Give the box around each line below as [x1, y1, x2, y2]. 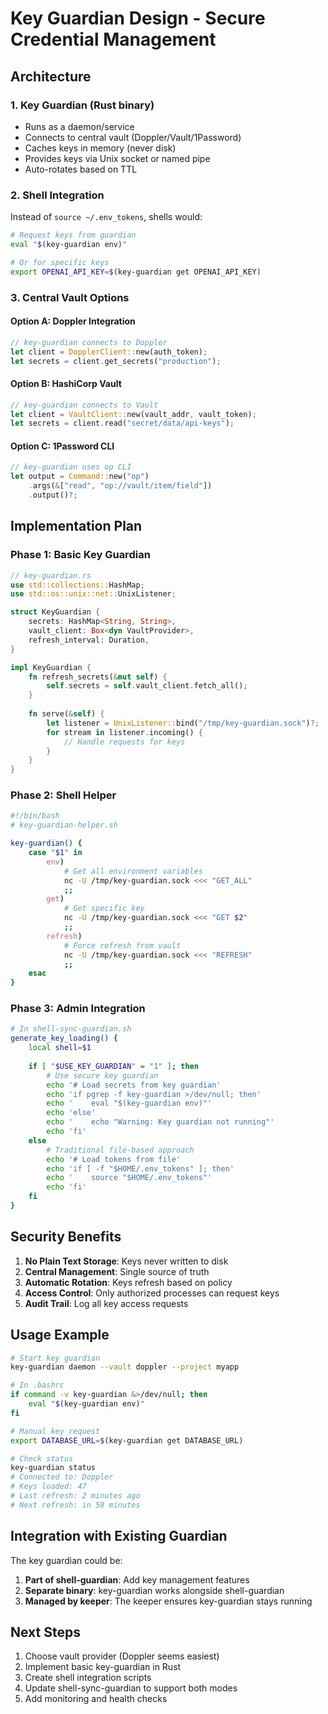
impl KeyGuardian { [10, 662, 92, 672]
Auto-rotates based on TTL [24, 163, 138, 175]
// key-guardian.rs [10, 570, 92, 581]
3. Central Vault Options [10, 290, 130, 304]
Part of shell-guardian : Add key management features [24, 1573, 250, 1586]
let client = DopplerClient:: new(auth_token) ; [10, 347, 208, 357]
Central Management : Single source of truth [24, 1265, 210, 1277]
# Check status [10, 1453, 74, 1464]
